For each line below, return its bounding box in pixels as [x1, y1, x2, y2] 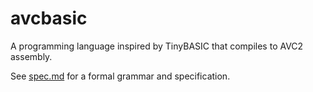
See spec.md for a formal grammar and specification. [10, 70, 231, 82]
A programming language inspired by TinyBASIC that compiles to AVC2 [10, 40, 304, 52]
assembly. [10, 50, 53, 62]
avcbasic [10, 7, 88, 30]
